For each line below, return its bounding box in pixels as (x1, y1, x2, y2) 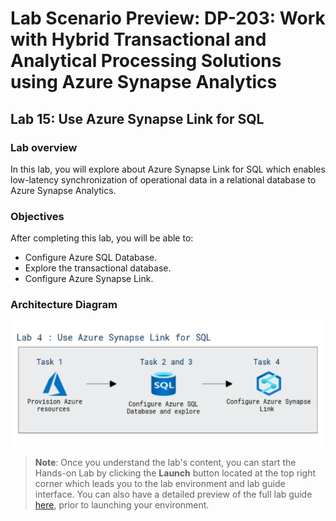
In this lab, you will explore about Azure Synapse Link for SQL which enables (10, 163, 326, 175)
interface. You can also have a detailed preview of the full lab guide (34, 488, 313, 500)
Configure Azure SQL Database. (24, 252, 158, 264)
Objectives (10, 209, 65, 223)
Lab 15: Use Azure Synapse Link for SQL (10, 110, 265, 127)
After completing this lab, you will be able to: (10, 232, 194, 244)
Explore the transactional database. (24, 262, 172, 274)
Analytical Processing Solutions (10, 50, 282, 72)
